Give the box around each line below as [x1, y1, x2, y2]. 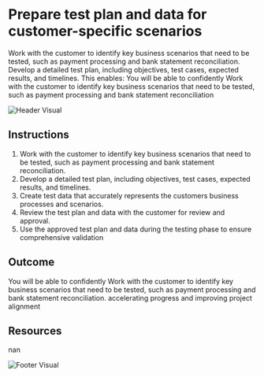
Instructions [8, 128, 69, 142]
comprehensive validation [19, 232, 104, 242]
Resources [8, 324, 62, 338]
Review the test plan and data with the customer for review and [19, 207, 225, 217]
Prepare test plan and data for [8, 6, 207, 24]
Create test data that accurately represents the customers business [19, 190, 239, 200]
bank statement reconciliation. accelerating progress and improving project [8, 293, 252, 302]
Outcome [8, 256, 55, 269]
